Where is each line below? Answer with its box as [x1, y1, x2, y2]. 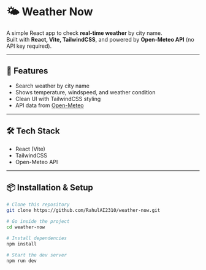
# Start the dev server [6, 252, 67, 258]
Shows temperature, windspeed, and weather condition [15, 88, 156, 96]
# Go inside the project [6, 219, 70, 225]
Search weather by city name [15, 82, 90, 89]
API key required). [6, 42, 52, 50]
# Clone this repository [6, 201, 70, 208]
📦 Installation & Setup [6, 182, 94, 193]
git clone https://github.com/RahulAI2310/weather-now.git [6, 208, 161, 214]
